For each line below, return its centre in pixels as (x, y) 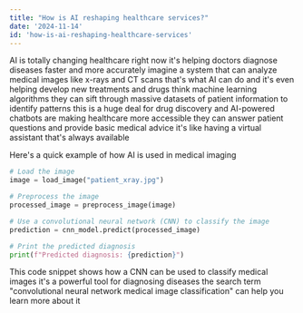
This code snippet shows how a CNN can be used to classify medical (139, 272)
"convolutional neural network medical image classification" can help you (147, 291)
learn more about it (45, 301)
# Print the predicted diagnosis (73, 246)
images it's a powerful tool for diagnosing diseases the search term (135, 281)
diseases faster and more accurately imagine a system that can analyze (143, 70)
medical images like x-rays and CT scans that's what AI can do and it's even (152, 80)
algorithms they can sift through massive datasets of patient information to (149, 99)
